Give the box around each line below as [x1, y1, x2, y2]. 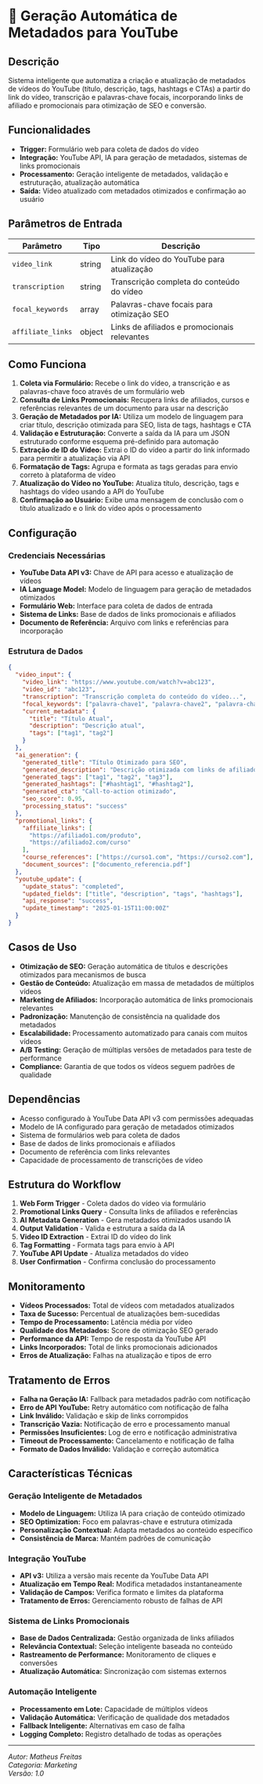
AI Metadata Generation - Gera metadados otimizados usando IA [19, 1216, 232, 1225]
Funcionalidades [8, 123, 92, 137]
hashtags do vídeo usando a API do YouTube [19, 487, 164, 497]
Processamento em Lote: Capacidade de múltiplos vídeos [19, 1704, 209, 1713]
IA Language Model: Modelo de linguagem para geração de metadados [19, 585, 252, 594]
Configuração [8, 526, 77, 540]
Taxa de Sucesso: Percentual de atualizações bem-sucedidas [19, 1309, 221, 1319]
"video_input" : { [15, 671, 72, 679]
